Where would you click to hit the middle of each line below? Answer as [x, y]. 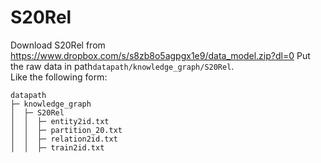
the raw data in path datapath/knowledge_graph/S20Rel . [122, 66]
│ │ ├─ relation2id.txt [64, 139]
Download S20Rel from [58, 45]
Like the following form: [59, 77]
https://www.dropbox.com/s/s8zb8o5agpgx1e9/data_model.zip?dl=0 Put [160, 55]
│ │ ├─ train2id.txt [57, 147]
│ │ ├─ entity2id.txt [60, 121]
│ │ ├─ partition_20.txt [66, 130]
